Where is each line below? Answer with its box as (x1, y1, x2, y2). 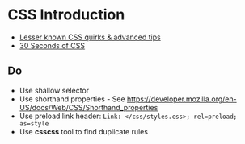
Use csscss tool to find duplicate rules (19, 126, 149, 136)
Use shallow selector (19, 85, 90, 95)
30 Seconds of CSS (19, 40, 86, 50)
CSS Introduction (7, 6, 125, 24)
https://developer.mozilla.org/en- (127, 94, 237, 104)
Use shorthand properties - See (19, 94, 126, 104)
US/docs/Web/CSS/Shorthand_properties (19, 102, 158, 112)
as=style (19, 119, 49, 128)
